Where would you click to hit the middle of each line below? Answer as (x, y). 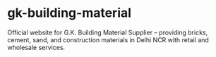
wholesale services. (36, 47)
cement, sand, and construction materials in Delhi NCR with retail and (108, 39)
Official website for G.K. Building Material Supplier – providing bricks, (108, 32)
